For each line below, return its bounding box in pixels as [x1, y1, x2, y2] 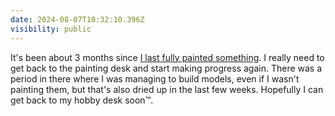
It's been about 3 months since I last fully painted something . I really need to [10, 51, 325, 63]
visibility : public [10, 24, 92, 34]
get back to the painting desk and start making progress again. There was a [10, 62, 323, 74]
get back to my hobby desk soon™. [10, 94, 154, 106]
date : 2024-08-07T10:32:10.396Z [10, 14, 145, 25]
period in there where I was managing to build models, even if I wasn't [10, 72, 300, 85]
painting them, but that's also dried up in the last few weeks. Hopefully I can [10, 83, 324, 95]
